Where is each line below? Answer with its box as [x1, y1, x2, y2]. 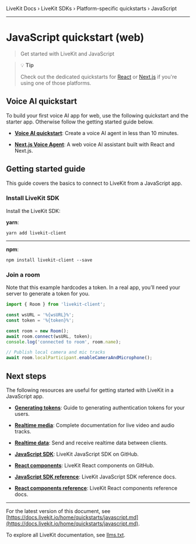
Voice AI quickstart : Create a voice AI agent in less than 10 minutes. [14, 129, 179, 136]
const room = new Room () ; [6, 328, 69, 334]
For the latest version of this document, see [6, 507, 111, 514]
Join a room [6, 270, 40, 278]
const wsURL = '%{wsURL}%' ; [6, 312, 75, 318]
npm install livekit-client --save [6, 257, 93, 263]
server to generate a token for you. [6, 290, 90, 297]
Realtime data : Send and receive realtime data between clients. [14, 439, 168, 446]
